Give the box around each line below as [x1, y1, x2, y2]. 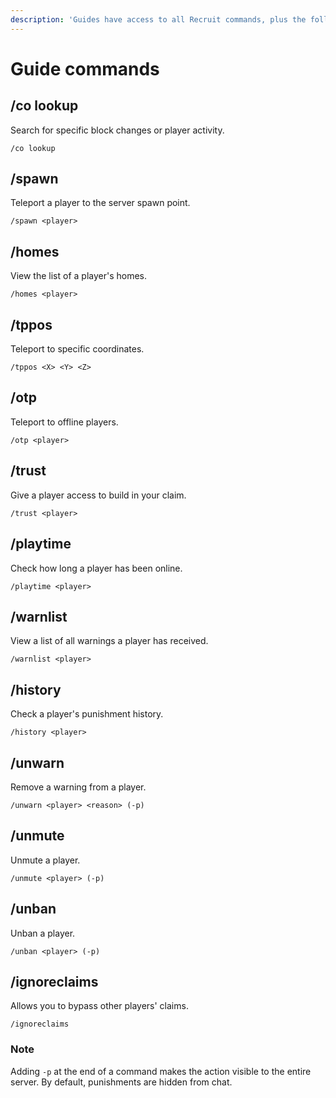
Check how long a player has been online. [10, 562, 183, 574]
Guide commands [10, 57, 160, 80]
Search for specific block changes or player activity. [10, 124, 225, 136]
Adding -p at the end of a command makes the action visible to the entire [10, 1065, 312, 1077]
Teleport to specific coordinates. [10, 343, 145, 355]
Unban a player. [10, 927, 76, 939]
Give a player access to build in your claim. [10, 489, 187, 501]
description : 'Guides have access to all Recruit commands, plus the [10, 14, 307, 25]
